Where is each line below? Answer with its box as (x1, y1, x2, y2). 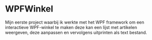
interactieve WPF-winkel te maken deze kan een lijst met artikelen (5, 24, 137, 30)
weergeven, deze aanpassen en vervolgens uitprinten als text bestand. (5, 29, 147, 35)
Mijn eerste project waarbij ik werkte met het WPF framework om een (5, 19, 145, 25)
